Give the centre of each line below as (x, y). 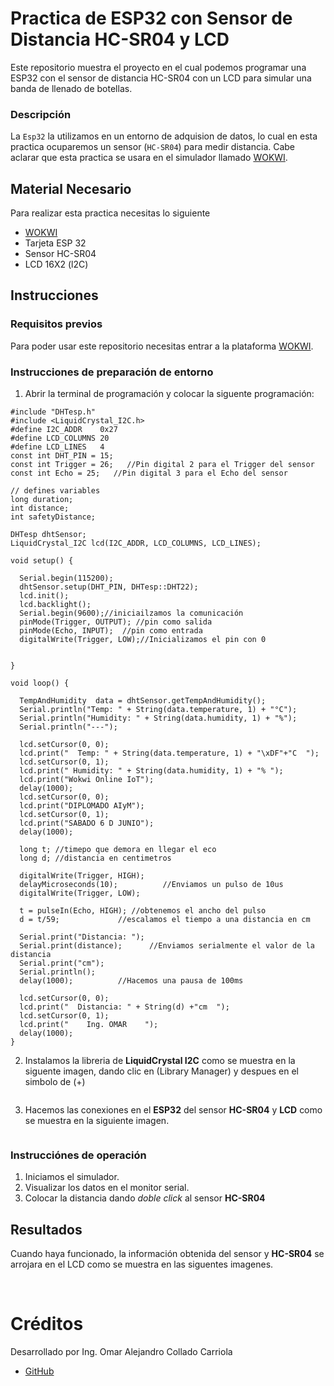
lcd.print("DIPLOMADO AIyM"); (82, 806)
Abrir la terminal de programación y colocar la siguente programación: (169, 394)
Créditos (47, 1324)
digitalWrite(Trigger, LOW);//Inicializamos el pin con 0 (143, 640)
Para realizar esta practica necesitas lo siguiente (110, 213)
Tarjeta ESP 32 (55, 243)
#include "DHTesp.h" (53, 412)
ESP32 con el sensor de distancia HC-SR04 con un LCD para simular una (161, 78)
